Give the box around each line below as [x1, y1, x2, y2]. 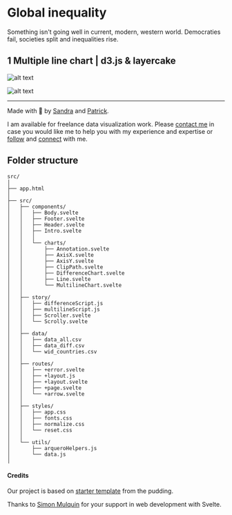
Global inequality [7, 5, 107, 21]
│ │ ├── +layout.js [7, 372, 76, 379]
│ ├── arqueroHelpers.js [7, 445, 97, 451]
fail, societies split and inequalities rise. [7, 35, 119, 43]
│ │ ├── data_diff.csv [7, 342, 85, 349]
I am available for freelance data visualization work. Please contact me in [7, 119, 215, 128]
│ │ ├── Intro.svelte [7, 227, 81, 234]
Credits [7, 472, 29, 480]
